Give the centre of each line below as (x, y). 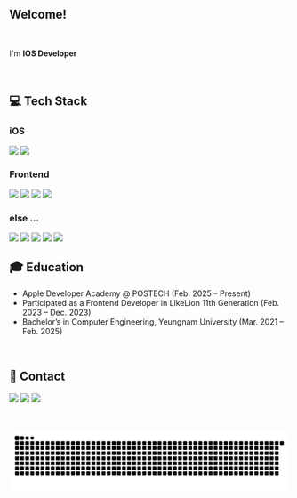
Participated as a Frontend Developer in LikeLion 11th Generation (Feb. (151, 302)
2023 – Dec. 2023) (56, 312)
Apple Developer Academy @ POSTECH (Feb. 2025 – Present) (136, 293)
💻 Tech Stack (48, 101)
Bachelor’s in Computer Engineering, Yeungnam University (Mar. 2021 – (153, 321)
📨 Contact (37, 377)
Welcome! (38, 15)
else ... (24, 218)
